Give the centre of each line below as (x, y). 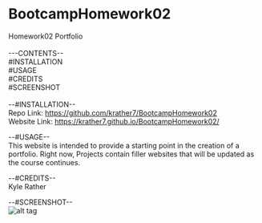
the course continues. (44, 162)
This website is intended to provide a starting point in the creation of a (124, 145)
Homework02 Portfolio (46, 36)
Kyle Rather (27, 186)
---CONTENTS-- (36, 53)
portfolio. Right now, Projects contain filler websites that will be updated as (131, 154)
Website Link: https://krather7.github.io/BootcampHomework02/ (114, 121)
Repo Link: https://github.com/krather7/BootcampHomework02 (113, 112)
